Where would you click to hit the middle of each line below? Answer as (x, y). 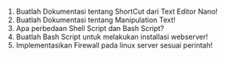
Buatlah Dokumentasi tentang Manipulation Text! (95, 20)
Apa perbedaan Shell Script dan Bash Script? (90, 28)
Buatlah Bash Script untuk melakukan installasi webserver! (112, 37)
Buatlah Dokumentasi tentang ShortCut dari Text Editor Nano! (116, 12)
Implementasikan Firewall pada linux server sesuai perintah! (114, 45)
